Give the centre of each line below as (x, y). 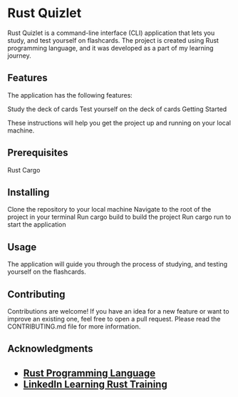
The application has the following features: (70, 95)
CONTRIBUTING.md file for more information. (74, 326)
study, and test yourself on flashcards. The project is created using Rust (113, 40)
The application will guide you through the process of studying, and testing (118, 264)
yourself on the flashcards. (47, 272)
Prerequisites (38, 153)
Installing (29, 192)
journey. (19, 56)
